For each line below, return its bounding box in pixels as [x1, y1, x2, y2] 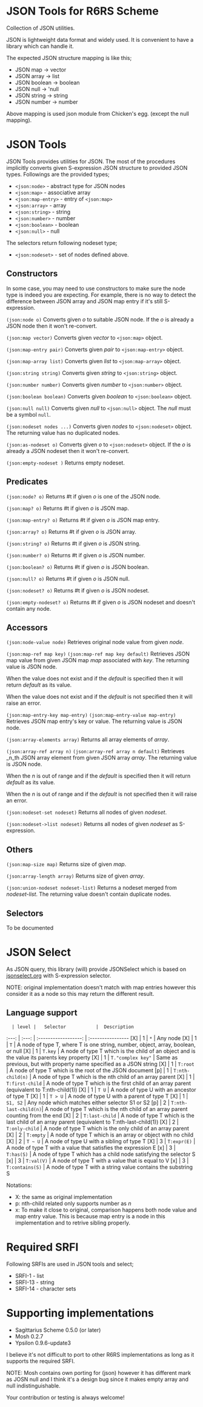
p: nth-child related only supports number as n [15, 1200, 131, 1207]
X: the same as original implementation [15, 1193, 113, 1200]
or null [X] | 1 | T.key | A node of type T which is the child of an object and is [6, 1047, 196, 1055]
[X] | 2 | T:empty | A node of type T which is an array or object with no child [6, 1131, 194, 1138]
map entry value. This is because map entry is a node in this [15, 1212, 165, 1220]
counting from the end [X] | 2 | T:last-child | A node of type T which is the [6, 1112, 195, 1119]
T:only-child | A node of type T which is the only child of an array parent [6, 1124, 190, 1132]
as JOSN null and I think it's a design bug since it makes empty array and [6, 1375, 189, 1383]
